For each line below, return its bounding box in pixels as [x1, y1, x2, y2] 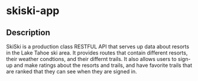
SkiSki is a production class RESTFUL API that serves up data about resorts [6, 43, 190, 50]
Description [6, 28, 50, 38]
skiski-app [6, 4, 60, 18]
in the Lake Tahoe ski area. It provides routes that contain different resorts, [6, 49, 188, 56]
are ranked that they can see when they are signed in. [6, 68, 137, 75]
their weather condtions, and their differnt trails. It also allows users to [6, 56, 177, 62]
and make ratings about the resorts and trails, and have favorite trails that [14, 62, 192, 69]
